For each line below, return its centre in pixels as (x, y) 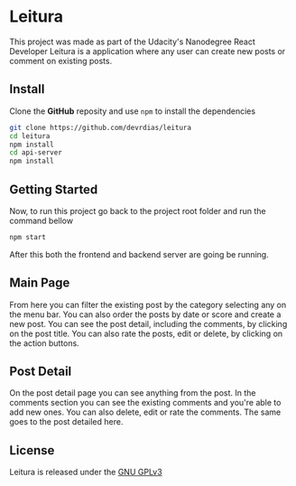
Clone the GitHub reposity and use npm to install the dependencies (132, 111)
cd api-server (36, 153)
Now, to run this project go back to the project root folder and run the (138, 210)
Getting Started (54, 189)
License (32, 450)
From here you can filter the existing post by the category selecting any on (148, 304)
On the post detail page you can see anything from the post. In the (133, 393)
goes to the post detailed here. (66, 422)
